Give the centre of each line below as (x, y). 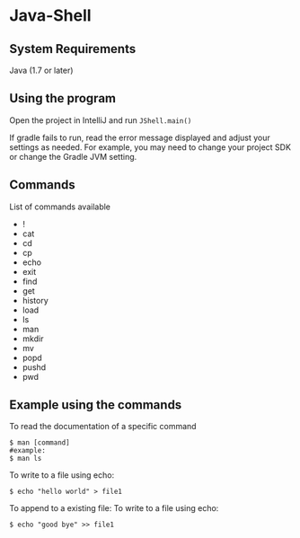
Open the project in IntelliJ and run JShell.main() (101, 120)
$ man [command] (40, 443)
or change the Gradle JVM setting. (73, 156)
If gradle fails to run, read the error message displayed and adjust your (140, 137)
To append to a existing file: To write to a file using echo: (114, 508)
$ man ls (26, 459)
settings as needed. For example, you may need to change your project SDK (150, 147)
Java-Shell (50, 16)
